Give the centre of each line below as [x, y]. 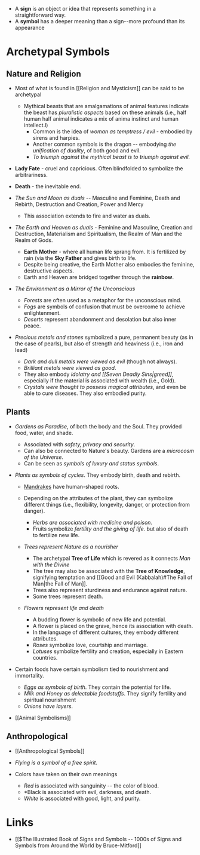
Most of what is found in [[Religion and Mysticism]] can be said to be [99, 88]
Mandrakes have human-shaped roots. [71, 486]
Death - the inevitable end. [48, 186]
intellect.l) [36, 125]
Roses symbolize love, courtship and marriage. [90, 645]
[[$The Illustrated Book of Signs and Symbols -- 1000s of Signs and [98, 839]
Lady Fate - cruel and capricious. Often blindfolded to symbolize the [99, 168]
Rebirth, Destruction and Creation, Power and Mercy [79, 204]
